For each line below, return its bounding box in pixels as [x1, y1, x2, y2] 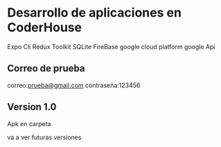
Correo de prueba [7, 62, 85, 74]
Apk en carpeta [7, 119, 51, 128]
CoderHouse [7, 19, 82, 35]
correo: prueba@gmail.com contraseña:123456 [7, 81, 141, 89]
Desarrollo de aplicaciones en [7, 5, 182, 21]
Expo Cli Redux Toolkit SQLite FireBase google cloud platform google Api [7, 42, 215, 51]
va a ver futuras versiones [7, 133, 82, 141]
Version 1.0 [7, 101, 57, 113]
